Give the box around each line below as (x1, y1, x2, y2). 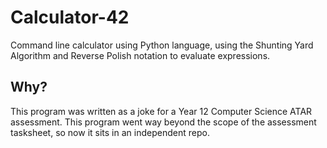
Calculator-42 (10, 6, 130, 29)
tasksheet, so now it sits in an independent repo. (10, 126, 210, 138)
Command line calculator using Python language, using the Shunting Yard (10, 39, 314, 51)
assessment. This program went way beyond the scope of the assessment (10, 116, 317, 128)
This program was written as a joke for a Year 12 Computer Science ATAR (10, 105, 313, 117)
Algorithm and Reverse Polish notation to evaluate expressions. (10, 49, 271, 61)
